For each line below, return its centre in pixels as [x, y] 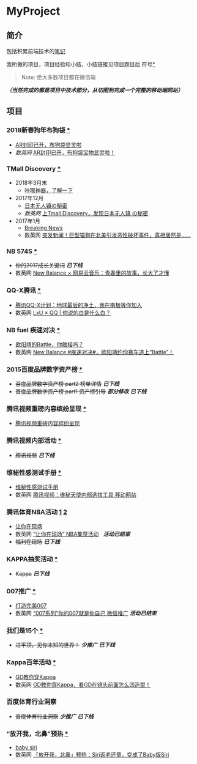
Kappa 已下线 [32, 574]
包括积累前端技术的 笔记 [36, 51]
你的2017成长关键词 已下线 [49, 265]
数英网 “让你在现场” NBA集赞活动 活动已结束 [72, 534]
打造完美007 [31, 605]
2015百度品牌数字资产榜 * [44, 369]
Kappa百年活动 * [32, 662]
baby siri [26, 747]
